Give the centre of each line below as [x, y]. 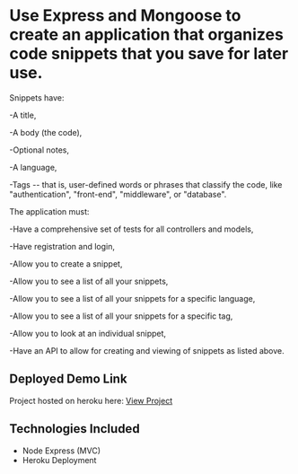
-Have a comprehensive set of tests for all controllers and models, [131, 229]
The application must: [49, 211]
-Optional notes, [39, 150]
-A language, [33, 167]
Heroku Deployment [59, 460]
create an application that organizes [147, 35]
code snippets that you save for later [149, 54]
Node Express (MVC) [61, 451]
